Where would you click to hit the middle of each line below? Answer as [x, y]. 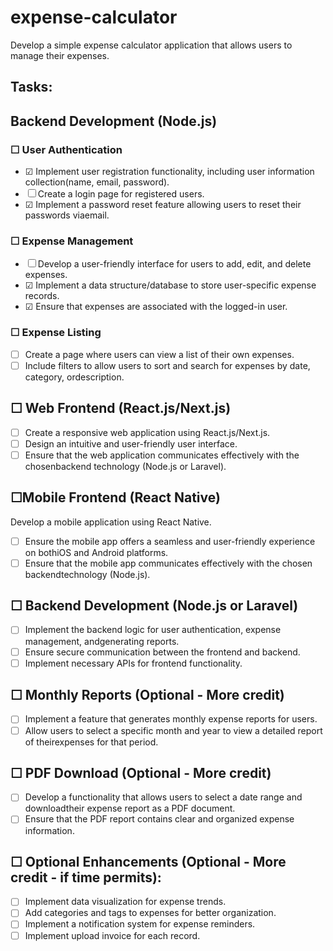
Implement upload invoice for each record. [112, 935]
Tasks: [31, 87]
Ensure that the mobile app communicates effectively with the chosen [168, 563]
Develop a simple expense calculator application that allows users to [151, 45]
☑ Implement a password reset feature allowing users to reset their [163, 205]
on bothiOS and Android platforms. [96, 552]
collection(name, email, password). [97, 182]
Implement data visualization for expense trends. [125, 902]
